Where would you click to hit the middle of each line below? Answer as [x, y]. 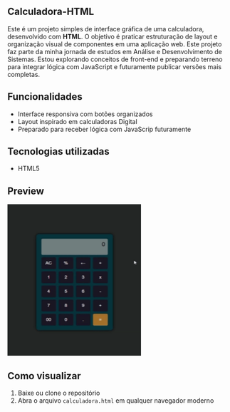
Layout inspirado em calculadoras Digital [77, 121]
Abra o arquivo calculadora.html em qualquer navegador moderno [116, 401]
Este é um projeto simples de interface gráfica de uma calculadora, [106, 29]
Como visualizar [44, 376]
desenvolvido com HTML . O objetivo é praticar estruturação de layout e [113, 36]
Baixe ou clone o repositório [59, 393]
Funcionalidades [45, 97]
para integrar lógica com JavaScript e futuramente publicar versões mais [115, 66]
